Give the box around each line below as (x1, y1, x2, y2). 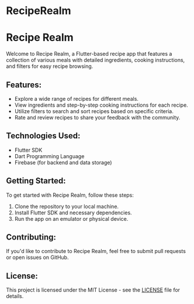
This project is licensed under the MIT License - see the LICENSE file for (6, 286, 180, 293)
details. (6, 293, 24, 300)
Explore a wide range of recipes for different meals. (14, 95, 139, 102)
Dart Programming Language (14, 152, 85, 159)
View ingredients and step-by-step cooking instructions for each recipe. (14, 101, 188, 108)
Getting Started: (6, 176, 66, 186)
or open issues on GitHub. (6, 254, 69, 261)
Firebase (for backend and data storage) (14, 159, 112, 166)
